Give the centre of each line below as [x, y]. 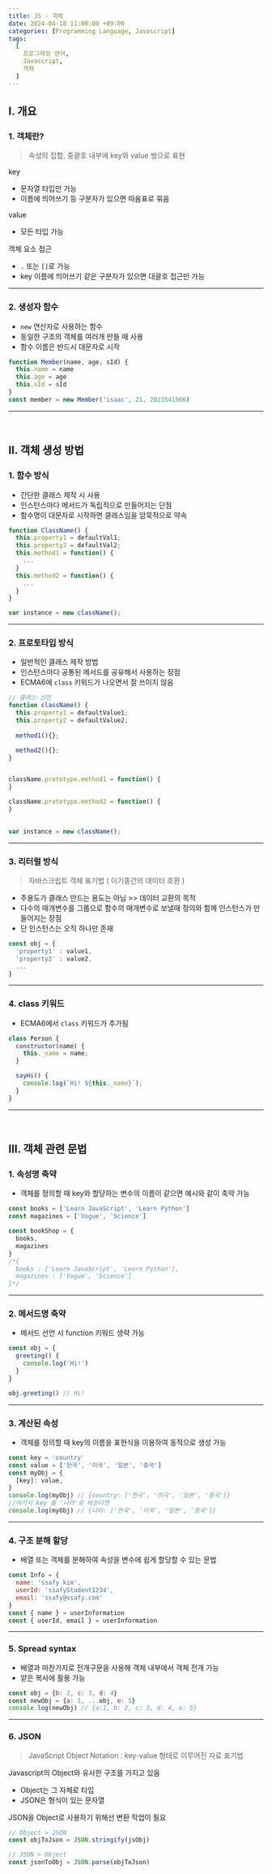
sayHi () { [32, 1076]
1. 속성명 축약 [33, 1174]
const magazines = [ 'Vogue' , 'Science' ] [78, 1216]
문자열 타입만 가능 [48, 188]
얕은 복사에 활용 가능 [53, 1678]
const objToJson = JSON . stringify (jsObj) [79, 1840]
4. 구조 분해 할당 [38, 1540]
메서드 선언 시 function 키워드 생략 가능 [83, 1333]
